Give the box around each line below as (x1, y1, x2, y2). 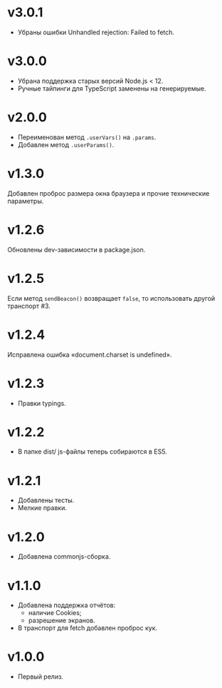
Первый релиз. (17, 672, 64, 681)
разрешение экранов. (28, 616, 95, 625)
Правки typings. (17, 399, 66, 407)
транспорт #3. (7, 301, 51, 310)
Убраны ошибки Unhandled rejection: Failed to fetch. (17, 28, 175, 36)
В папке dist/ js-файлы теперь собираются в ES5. (17, 447, 167, 456)
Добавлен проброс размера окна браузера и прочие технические (7, 189, 210, 197)
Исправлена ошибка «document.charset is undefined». (7, 350, 172, 359)
